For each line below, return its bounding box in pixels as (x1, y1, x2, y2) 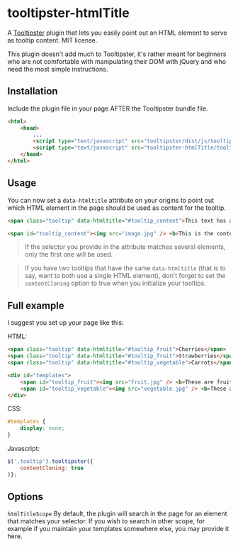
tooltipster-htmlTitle (7, 5, 130, 21)
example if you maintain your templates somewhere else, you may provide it (7, 525, 229, 533)
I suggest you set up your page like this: (7, 318, 124, 327)
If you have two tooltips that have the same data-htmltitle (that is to (24, 264, 227, 272)
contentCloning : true (20, 464, 84, 472)
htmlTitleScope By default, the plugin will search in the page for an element (7, 509, 228, 518)
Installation (7, 85, 58, 97)
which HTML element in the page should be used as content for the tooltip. (7, 204, 227, 212)
